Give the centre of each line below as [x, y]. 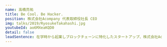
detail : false [20, 32]
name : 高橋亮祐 [19, 10]
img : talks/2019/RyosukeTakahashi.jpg [45, 23]
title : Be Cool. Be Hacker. [34, 14]
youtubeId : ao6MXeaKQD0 [30, 28]
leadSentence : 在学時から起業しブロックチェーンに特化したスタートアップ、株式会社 [82, 37]
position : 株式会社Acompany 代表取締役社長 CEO [51, 19]
